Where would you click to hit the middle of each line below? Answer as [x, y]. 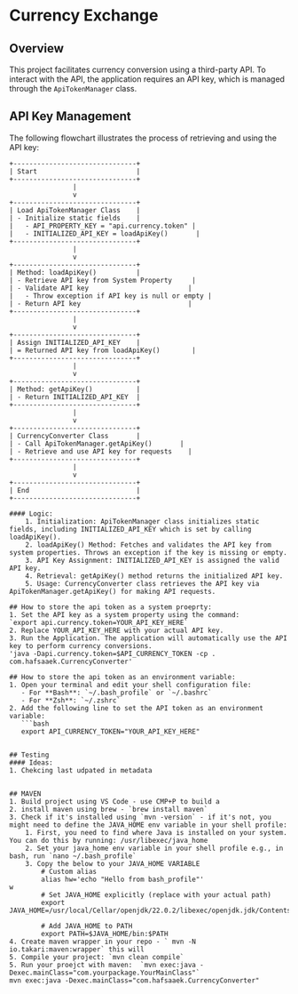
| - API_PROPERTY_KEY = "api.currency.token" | [103, 226]
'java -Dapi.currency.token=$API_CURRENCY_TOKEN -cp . [113, 653]
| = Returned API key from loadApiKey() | [103, 350]
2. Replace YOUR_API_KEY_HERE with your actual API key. [117, 630]
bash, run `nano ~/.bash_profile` [73, 856]
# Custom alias [69, 871]
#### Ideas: [31, 762]
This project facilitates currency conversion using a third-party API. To [137, 69]
